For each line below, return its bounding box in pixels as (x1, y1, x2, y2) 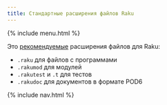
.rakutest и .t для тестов (17, 70, 92, 78)
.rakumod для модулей (17, 62, 82, 71)
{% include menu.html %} (7, 29, 81, 37)
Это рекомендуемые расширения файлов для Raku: (7, 42, 161, 50)
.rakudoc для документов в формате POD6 (17, 77, 143, 86)
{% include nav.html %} (7, 91, 75, 99)
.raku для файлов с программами (17, 56, 117, 64)
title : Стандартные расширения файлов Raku (7, 10, 135, 17)
